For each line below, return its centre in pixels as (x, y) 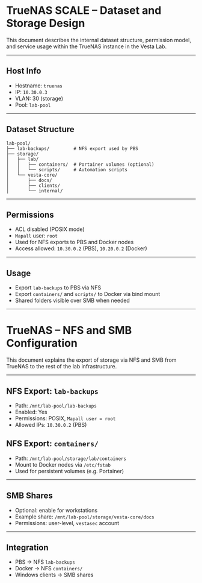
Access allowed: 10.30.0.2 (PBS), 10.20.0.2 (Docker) (81, 248)
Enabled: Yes (31, 412)
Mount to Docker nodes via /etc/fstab (63, 464)
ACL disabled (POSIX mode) (50, 229)
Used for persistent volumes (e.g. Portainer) (69, 471)
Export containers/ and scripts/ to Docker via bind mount (87, 294)
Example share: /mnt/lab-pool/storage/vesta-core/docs (84, 517)
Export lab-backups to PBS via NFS (58, 288)
